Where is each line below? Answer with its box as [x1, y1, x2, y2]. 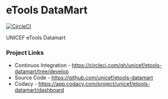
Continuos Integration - [14, 62, 71, 69]
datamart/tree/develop [14, 68, 69, 75]
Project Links [6, 48, 44, 56]
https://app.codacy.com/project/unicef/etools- [38, 80, 150, 87]
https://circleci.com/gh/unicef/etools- [72, 62, 162, 69]
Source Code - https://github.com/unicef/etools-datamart [14, 74, 153, 82]
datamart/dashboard [14, 87, 64, 94]
